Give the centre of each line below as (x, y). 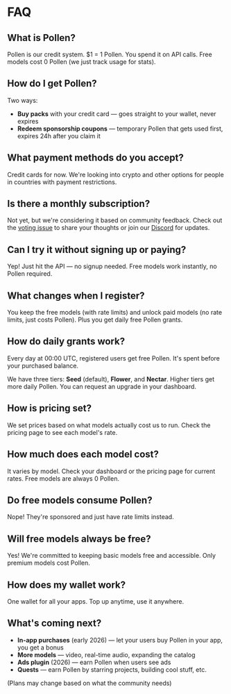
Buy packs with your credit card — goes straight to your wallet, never (117, 114)
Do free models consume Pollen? (80, 500)
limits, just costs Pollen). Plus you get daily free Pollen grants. (95, 320)
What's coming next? (54, 623)
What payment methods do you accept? (95, 158)
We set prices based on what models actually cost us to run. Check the (109, 425)
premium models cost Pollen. (49, 563)
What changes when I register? (76, 296)
